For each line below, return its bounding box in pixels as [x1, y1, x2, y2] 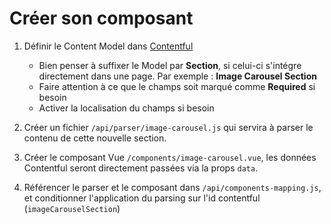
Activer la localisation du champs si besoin [38, 102, 215, 114]
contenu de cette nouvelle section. [23, 132, 167, 144]
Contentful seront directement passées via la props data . [23, 162, 259, 174]
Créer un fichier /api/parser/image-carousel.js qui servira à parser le [23, 121, 314, 133]
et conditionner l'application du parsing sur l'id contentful [23, 192, 261, 204]
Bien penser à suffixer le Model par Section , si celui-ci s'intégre [38, 59, 302, 71]
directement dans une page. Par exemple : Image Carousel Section [38, 70, 317, 82]
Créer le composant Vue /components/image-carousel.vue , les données [23, 151, 317, 163]
